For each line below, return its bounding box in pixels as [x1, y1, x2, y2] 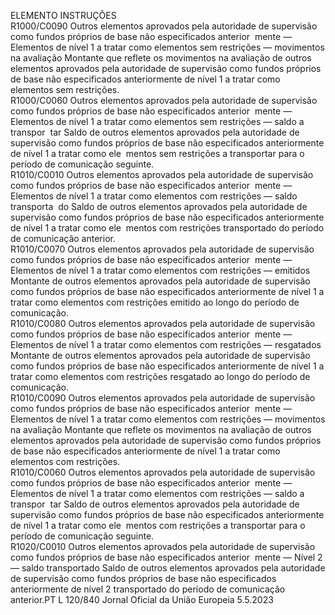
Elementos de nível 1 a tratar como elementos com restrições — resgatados [10, 339, 322, 350]
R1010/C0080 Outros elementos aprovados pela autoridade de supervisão [10, 318, 316, 329]
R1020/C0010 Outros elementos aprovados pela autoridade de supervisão [10, 541, 316, 552]
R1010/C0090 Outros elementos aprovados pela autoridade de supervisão [10, 392, 316, 404]
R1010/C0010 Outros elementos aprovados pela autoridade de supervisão [10, 169, 314, 180]
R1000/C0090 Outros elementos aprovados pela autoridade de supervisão [10, 20, 318, 32]
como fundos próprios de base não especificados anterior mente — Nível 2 [10, 551, 323, 563]
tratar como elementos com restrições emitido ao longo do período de [10, 296, 300, 308]
